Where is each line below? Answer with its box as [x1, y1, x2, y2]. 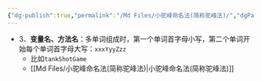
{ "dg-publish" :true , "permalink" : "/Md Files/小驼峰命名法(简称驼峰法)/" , [7, 11, 237, 20]
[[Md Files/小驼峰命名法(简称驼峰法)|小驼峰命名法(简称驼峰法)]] [30, 64, 235, 73]
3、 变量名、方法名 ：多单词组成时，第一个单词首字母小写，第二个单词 [18, 34, 244, 43]
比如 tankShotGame [30, 53, 87, 63]
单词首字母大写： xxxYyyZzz [39, 44, 127, 53]
